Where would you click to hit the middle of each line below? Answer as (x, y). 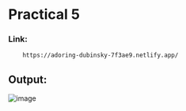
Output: (28, 79)
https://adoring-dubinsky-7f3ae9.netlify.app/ (101, 55)
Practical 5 (44, 15)
